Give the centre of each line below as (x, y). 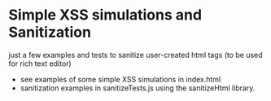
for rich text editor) (40, 64)
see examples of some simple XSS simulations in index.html (120, 79)
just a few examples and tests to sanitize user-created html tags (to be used (135, 55)
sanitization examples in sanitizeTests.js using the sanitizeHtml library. (138, 88)
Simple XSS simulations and (105, 15)
